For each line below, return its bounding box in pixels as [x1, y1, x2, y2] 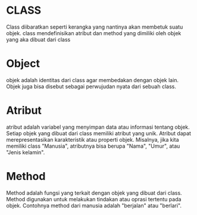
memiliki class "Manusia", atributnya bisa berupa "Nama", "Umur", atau [6, 142, 180, 149]
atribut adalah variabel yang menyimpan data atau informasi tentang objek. [6, 123, 190, 130]
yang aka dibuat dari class [6, 36, 71, 43]
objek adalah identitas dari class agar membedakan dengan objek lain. [6, 76, 179, 83]
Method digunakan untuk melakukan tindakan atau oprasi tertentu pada [6, 195, 182, 202]
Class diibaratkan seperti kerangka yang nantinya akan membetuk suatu [6, 23, 183, 30]
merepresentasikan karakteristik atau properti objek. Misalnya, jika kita [6, 136, 180, 143]
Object [6, 57, 40, 70]
